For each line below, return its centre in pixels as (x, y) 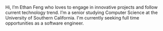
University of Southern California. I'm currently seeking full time (72, 18)
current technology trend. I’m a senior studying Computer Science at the (81, 12)
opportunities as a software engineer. (45, 23)
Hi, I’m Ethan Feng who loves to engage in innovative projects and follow (81, 7)
